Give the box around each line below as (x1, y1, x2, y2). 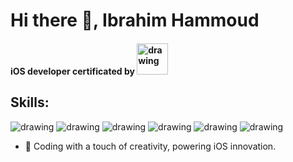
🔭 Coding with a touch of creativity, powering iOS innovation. (24, 140, 277, 152)
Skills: (10, 94, 50, 111)
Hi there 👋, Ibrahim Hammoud (10, 9, 260, 32)
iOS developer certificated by (10, 65, 135, 77)
